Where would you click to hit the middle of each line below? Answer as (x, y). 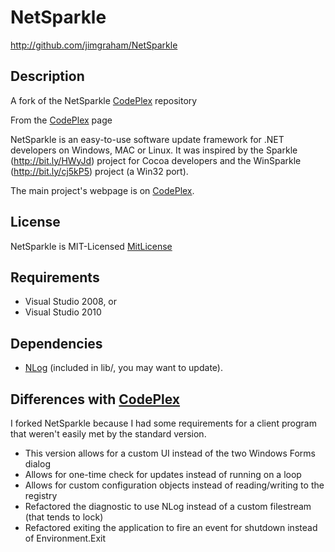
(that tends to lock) (64, 517)
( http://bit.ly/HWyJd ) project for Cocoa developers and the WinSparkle (156, 160)
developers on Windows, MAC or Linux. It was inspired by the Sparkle (154, 150)
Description (47, 76)
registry (41, 495)
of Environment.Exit (65, 538)
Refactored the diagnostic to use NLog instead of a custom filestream (168, 506)
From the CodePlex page (61, 120)
